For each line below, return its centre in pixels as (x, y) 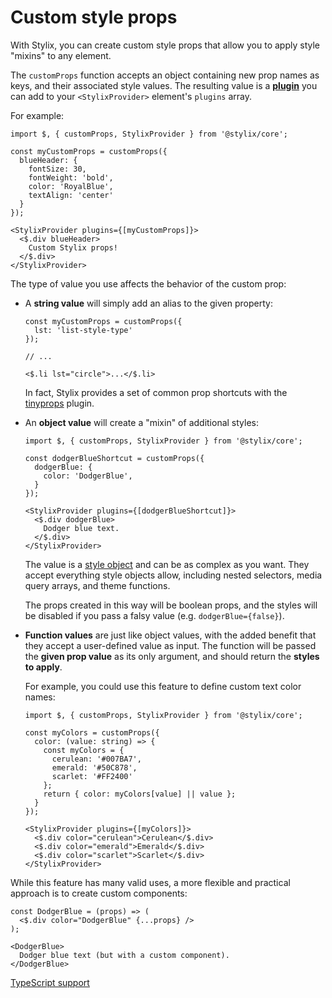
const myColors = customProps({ (92, 732)
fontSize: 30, (57, 169)
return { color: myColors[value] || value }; (140, 794)
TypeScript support (50, 982)
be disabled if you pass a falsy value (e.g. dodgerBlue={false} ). (154, 615)
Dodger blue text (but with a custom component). (124, 955)
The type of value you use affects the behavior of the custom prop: (148, 283)
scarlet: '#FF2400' (92, 776)
